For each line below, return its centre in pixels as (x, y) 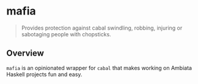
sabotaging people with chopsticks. (66, 34)
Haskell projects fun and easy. (44, 74)
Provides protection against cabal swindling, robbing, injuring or (102, 28)
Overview (25, 53)
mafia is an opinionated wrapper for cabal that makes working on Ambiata (99, 68)
